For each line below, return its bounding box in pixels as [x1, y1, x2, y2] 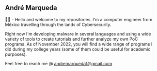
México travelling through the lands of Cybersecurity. [5, 22, 111, 27]
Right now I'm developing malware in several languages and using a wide [5, 31, 151, 36]
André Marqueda [5, 4, 57, 12]
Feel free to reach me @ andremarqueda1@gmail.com [5, 60, 112, 66]
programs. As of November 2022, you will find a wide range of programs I [5, 41, 153, 47]
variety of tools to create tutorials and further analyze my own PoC [5, 36, 138, 42]
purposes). [5, 51, 27, 57]
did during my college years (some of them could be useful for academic [5, 46, 151, 52]
